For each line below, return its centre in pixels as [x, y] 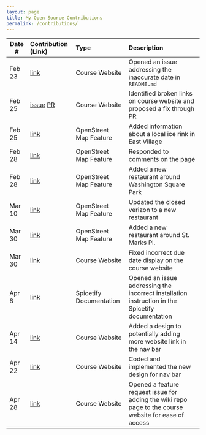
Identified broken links [161, 94]
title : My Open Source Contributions [55, 18]
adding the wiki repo [158, 400]
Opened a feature [154, 385]
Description [146, 48]
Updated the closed [157, 202]
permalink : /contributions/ [42, 23]
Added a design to [155, 327]
